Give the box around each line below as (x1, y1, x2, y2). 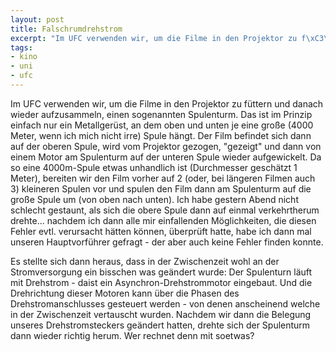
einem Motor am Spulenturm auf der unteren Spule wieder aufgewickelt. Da (10, 151, 322, 163)
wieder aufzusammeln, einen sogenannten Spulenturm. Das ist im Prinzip (10, 108, 313, 120)
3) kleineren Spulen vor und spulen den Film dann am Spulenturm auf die (10, 182, 312, 195)
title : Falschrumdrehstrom (10, 24, 123, 34)
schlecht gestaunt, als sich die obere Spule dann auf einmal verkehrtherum (10, 204, 320, 216)
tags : (10, 42, 33, 53)
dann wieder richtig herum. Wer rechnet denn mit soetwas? (10, 329, 255, 341)
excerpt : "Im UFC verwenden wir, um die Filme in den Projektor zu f (10, 33, 307, 43)
